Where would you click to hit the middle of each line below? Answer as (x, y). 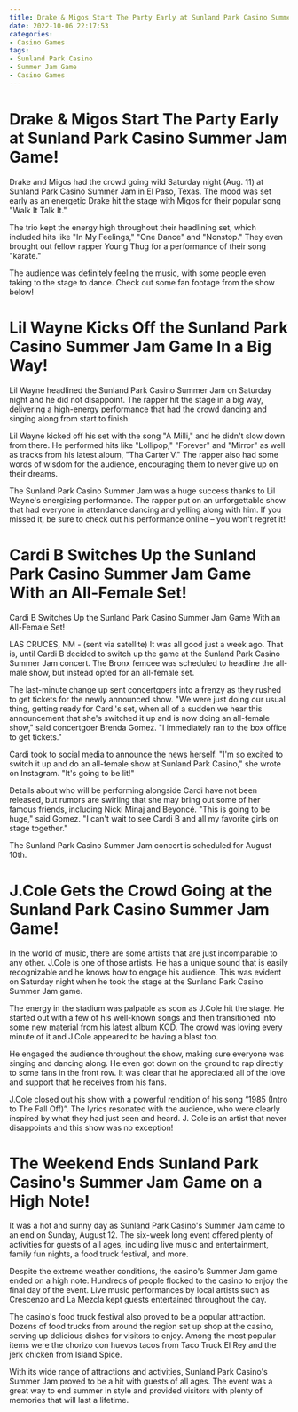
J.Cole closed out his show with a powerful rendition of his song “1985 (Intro (149, 1099)
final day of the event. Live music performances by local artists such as (139, 1290)
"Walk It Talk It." (38, 210)
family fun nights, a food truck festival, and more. (99, 1254)
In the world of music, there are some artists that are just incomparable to (143, 953)
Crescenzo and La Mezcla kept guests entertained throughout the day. (138, 1300)
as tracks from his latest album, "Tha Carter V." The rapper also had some (144, 454)
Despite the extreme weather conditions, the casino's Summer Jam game (143, 1272)
